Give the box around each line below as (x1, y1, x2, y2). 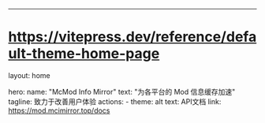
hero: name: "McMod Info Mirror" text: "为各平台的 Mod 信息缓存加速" (8, 87, 236, 96)
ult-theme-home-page (8, 45, 160, 63)
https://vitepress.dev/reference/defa (8, 28, 257, 46)
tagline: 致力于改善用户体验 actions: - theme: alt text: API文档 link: (8, 96, 222, 106)
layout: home (8, 70, 50, 80)
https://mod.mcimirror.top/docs (8, 106, 110, 115)
